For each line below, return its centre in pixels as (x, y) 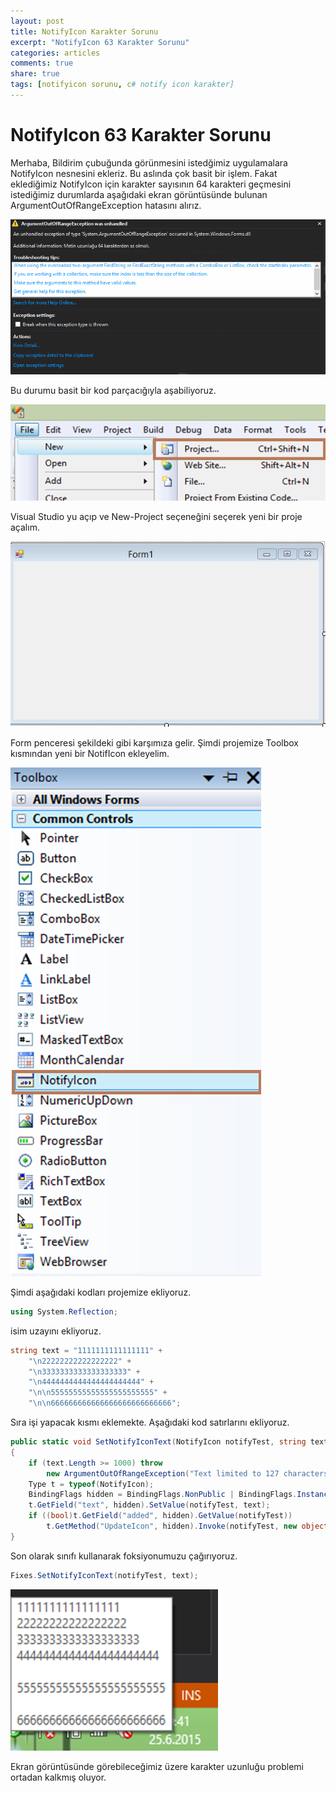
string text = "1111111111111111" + (86, 1350)
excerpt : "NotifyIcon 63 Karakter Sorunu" (100, 42)
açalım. (25, 527)
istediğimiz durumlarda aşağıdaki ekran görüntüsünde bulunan (139, 194)
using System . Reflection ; (64, 1311)
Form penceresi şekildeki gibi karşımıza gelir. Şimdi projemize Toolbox (154, 742)
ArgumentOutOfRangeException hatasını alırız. (106, 205)
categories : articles (55, 53)
